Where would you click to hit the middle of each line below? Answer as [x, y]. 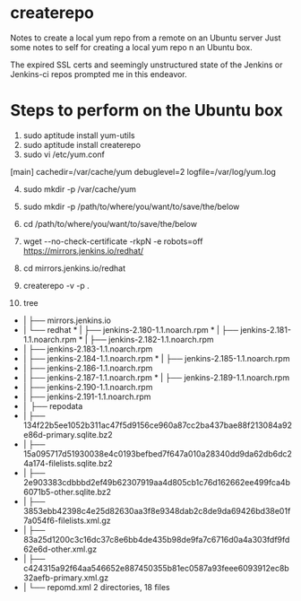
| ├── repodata [53, 405]
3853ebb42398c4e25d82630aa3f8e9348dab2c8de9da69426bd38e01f [157, 510]
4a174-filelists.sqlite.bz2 [68, 463]
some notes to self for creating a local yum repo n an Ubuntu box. [132, 47]
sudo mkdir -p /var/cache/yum [80, 189]
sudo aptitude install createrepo [82, 144]
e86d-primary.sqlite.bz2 [68, 434]
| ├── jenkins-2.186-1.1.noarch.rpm [88, 368]
